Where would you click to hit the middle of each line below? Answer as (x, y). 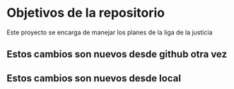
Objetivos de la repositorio (86, 13)
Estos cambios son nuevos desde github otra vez (117, 54)
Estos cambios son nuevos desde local (94, 78)
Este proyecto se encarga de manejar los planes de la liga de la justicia (110, 32)
